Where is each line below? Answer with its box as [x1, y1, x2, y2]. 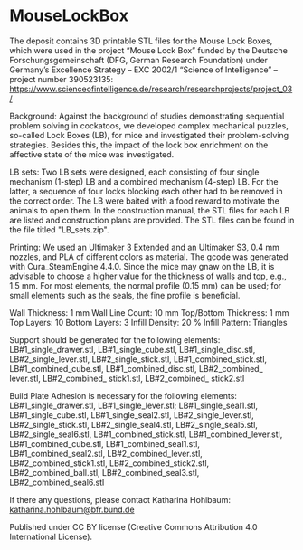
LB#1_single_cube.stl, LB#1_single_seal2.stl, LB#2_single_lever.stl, [9, 409, 255, 421]
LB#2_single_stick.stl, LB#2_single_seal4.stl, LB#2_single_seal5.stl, [9, 419, 258, 430]
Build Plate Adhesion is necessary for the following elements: [9, 390, 238, 401]
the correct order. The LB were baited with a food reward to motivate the [9, 195, 280, 206]
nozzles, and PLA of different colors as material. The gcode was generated [9, 251, 289, 262]
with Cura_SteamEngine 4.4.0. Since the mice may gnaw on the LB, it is [9, 261, 275, 271]
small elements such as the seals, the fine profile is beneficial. [9, 289, 241, 300]
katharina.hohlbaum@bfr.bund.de [9, 504, 135, 515]
